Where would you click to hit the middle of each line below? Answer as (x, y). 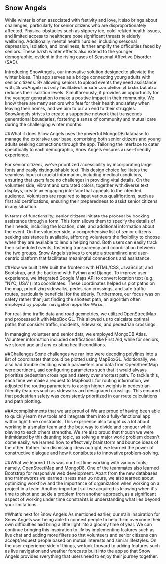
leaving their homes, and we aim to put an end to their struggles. (71, 108)
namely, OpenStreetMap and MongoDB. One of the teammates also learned (82, 468)
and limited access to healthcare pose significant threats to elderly (73, 36)
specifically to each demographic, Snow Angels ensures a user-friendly (78, 149)
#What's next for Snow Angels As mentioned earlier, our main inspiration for (83, 514)
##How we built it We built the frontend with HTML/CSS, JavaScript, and (79, 267)
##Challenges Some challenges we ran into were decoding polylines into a (81, 354)
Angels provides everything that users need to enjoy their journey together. (82, 556)
